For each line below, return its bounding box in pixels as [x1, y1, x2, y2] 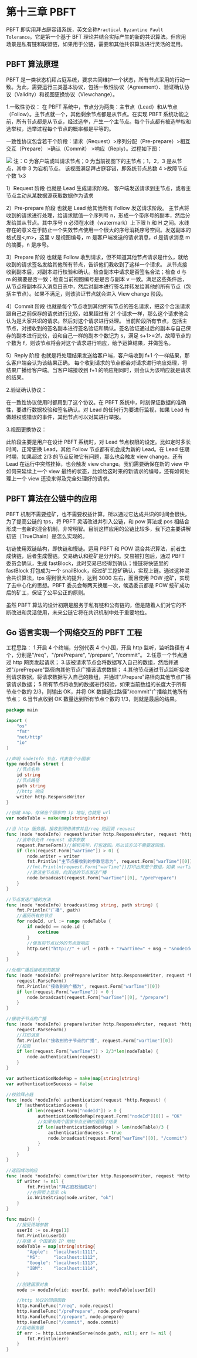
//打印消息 [16, 1032, 40, 1038]
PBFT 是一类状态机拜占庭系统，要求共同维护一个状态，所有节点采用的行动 [6, 76, 185, 83]
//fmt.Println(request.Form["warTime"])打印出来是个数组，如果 [27, 864, 175, 870]
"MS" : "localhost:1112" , [27, 1255, 98, 1261]
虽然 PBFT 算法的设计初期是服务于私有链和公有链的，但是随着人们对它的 [6, 601, 182, 608]
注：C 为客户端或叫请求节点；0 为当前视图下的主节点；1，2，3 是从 [13, 157, 177, 164]
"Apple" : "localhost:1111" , [27, 1249, 98, 1255]
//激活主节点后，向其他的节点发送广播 [27, 869, 107, 876]
